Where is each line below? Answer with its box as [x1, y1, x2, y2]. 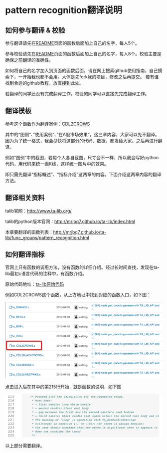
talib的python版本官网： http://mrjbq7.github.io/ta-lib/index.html [5, 218, 136, 225]
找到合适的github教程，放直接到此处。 [5, 80, 84, 86]
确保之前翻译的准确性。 [5, 57, 53, 63]
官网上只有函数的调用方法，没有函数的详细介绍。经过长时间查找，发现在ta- [5, 264, 160, 270]
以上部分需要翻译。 [5, 443, 45, 449]
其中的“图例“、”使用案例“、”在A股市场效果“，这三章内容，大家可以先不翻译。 [5, 131, 160, 137]
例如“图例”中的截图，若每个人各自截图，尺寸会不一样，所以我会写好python [5, 154, 159, 160]
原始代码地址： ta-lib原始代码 [5, 281, 64, 287]
